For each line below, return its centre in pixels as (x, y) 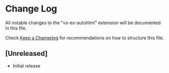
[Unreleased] (27, 54)
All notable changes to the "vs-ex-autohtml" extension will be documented (83, 23)
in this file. (16, 28)
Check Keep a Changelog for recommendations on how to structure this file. (85, 38)
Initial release (26, 65)
